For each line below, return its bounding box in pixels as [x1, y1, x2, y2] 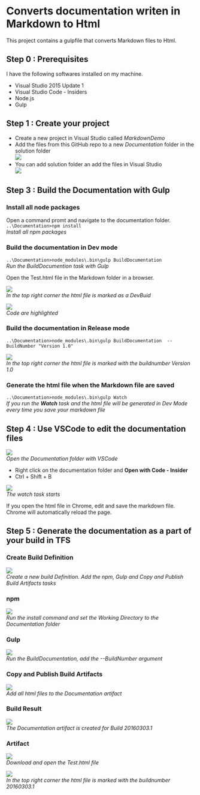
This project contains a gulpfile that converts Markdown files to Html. [6, 37, 177, 44]
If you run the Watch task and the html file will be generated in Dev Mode [6, 400, 187, 407]
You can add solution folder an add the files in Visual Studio [14, 160, 162, 168]
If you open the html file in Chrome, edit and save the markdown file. [6, 502, 175, 509]
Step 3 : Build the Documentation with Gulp [6, 185, 170, 195]
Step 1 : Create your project [6, 118, 110, 128]
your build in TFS [6, 536, 71, 546]
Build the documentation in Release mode [6, 324, 130, 333]
